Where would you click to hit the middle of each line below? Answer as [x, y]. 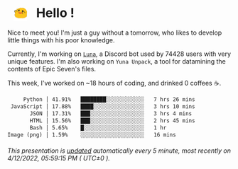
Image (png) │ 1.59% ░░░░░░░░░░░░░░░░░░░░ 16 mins [92, 135]
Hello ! [55, 13]
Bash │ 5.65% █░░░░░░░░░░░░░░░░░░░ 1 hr [98, 128]
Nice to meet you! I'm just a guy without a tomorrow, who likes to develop [115, 33]
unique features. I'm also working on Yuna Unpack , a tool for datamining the [117, 62]
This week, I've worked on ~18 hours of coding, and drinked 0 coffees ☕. [114, 83]
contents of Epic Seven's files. [52, 69]
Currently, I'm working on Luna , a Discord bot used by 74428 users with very [119, 54]
